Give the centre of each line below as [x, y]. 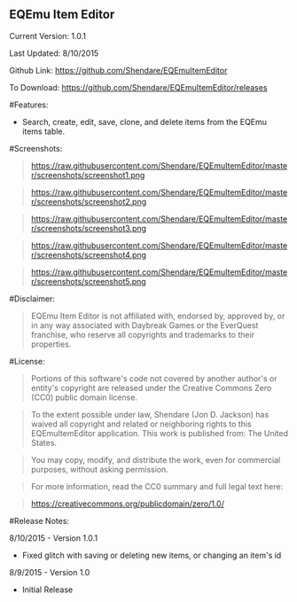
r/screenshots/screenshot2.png [89, 201]
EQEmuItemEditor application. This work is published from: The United [160, 433]
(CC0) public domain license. [84, 397]
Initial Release [47, 590]
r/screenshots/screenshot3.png [89, 228]
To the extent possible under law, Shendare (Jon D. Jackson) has [150, 414]
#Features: [29, 105]
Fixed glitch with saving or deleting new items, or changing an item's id [152, 555]
